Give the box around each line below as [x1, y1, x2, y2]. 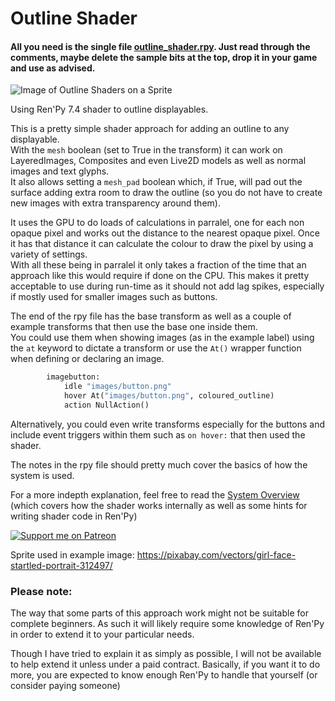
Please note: [10, 584, 73, 598]
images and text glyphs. [10, 165, 110, 177]
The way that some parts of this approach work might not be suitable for [10, 607, 309, 619]
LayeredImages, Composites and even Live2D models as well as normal [10, 155, 307, 167]
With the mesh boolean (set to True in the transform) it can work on [10, 144, 283, 156]
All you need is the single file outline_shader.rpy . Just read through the [10, 40, 311, 52]
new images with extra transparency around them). [10, 197, 221, 209]
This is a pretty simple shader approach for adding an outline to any [10, 123, 290, 135]
